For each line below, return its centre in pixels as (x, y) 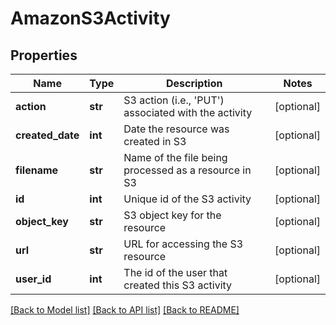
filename (37, 170)
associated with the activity (188, 112)
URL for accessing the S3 (183, 244)
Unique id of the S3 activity (187, 199)
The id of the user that (175, 272)
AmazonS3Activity (90, 18)
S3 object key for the (172, 215)
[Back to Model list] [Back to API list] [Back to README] (125, 310)
